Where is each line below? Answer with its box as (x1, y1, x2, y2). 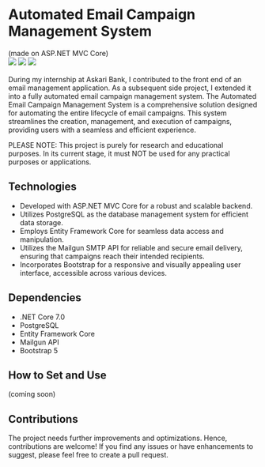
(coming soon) (8, 390, 56, 399)
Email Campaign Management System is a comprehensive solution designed (8, 100, 258, 109)
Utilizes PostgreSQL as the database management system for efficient (19, 209, 249, 219)
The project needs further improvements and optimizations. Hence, (8, 433, 228, 443)
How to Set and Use (8, 368, 107, 382)
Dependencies (8, 291, 81, 305)
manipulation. (19, 235, 65, 244)
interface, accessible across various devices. (19, 268, 168, 277)
